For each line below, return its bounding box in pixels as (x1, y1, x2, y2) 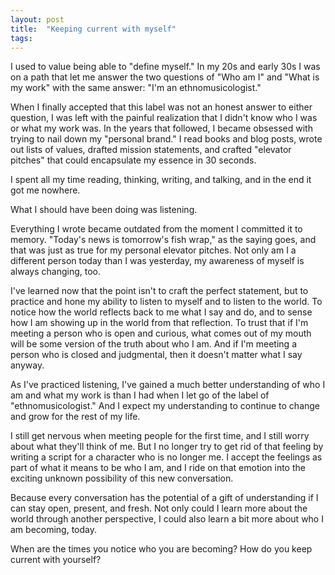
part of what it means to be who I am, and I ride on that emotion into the (10, 462, 306, 474)
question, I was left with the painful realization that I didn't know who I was (10, 112, 318, 124)
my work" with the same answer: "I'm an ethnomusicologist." (10, 82, 262, 94)
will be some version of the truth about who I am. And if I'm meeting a (10, 338, 298, 350)
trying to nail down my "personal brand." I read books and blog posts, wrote (10, 133, 323, 145)
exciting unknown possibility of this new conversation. (10, 472, 234, 485)
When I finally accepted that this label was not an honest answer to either (10, 101, 313, 113)
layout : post (10, 14, 65, 25)
